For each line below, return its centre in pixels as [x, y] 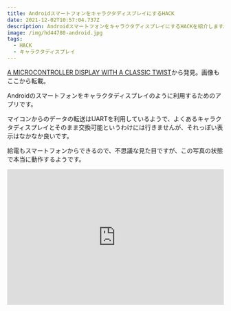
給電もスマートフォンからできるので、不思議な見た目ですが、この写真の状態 [115, 150]
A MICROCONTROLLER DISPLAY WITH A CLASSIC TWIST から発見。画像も [113, 72]
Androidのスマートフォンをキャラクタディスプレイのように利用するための [111, 95]
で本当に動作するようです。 [46, 159]
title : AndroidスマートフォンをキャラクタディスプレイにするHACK [91, 13]
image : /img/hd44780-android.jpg [55, 33]
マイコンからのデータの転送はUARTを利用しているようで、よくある [102, 118]
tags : [15, 39]
